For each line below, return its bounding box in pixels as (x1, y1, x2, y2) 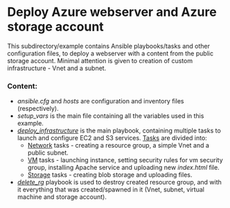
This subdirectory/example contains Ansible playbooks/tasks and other (7, 42, 210, 50)
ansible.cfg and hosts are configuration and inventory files (17, 97, 184, 105)
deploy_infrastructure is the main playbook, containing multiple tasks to (17, 126, 222, 135)
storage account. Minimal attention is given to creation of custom (7, 56, 193, 64)
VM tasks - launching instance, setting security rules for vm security (27, 156, 223, 164)
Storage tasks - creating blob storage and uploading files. (27, 171, 193, 179)
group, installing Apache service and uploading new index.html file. (27, 164, 220, 172)
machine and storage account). (17, 193, 107, 201)
